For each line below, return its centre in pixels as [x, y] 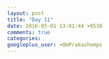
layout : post [26, 13]
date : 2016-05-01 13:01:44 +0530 [55, 26]
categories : [24, 39]
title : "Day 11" [30, 20]
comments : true [29, 32]
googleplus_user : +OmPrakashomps [55, 45]
